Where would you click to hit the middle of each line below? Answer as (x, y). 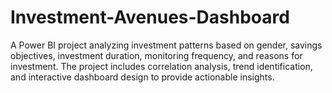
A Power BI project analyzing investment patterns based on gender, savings (166, 45)
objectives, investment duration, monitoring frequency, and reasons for (156, 55)
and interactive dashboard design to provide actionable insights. (142, 77)
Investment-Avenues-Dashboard (150, 17)
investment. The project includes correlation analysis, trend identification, (161, 66)
